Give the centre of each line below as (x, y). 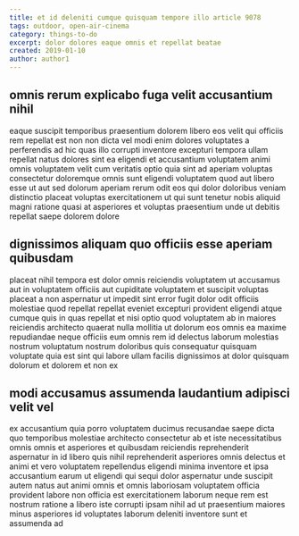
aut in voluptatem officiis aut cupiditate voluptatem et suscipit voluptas (139, 289)
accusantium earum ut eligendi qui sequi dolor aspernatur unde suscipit (141, 476)
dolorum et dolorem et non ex (64, 365)
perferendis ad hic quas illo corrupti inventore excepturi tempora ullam (139, 149)
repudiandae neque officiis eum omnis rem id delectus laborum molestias (144, 337)
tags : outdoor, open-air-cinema (69, 26)
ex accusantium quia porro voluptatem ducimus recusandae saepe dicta (142, 429)
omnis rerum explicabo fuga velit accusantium (141, 95)
